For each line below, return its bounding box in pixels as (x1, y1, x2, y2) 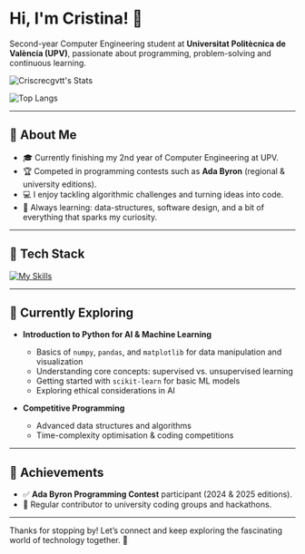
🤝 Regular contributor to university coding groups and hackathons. (22, 499, 272, 510)
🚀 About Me (9, 127, 77, 143)
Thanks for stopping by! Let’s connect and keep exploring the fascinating (9, 525, 283, 536)
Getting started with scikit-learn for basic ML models (35, 375, 241, 386)
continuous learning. (9, 57, 86, 68)
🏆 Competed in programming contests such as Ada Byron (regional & (22, 165, 286, 176)
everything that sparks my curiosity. (22, 211, 157, 222)
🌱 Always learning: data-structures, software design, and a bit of (22, 201, 265, 212)
